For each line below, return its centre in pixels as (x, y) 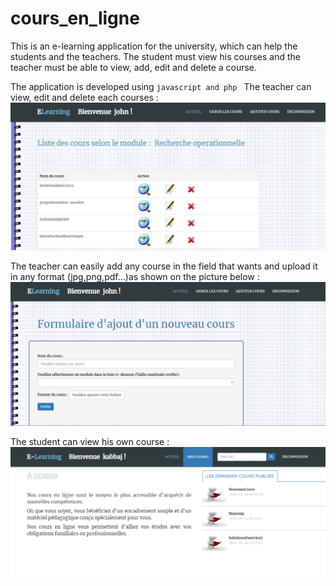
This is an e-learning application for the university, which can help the (154, 46)
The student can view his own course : (90, 441)
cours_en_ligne (75, 18)
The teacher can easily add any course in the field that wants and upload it (164, 266)
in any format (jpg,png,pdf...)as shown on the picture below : (135, 277)
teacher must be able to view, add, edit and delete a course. (134, 67)
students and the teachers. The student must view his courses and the (155, 56)
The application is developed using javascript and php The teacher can (161, 86)
